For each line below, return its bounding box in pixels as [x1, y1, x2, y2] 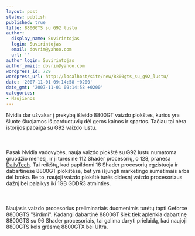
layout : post [6, 8, 38, 15]
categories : [6, 90, 35, 96]
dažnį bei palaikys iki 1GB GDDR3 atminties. [6, 179, 111, 187]
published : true [6, 19, 46, 25]
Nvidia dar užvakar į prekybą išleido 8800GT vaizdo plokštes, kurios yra [6, 112, 180, 119]
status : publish [6, 14, 46, 20]
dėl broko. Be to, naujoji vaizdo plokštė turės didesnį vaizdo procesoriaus [6, 173, 183, 181]
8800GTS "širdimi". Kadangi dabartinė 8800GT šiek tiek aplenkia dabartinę [6, 211, 187, 218]
